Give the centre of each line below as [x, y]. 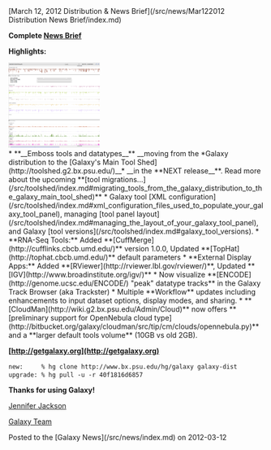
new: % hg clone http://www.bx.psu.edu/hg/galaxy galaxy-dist [123, 367]
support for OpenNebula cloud [101, 317]
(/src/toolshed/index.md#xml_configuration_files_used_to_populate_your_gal [136, 205]
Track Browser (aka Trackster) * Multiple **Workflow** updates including [132, 291]
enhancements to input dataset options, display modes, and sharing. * [126, 300]
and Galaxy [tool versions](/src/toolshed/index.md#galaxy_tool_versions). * [134, 231]
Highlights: [28, 51]
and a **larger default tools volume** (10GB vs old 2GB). [103, 334]
